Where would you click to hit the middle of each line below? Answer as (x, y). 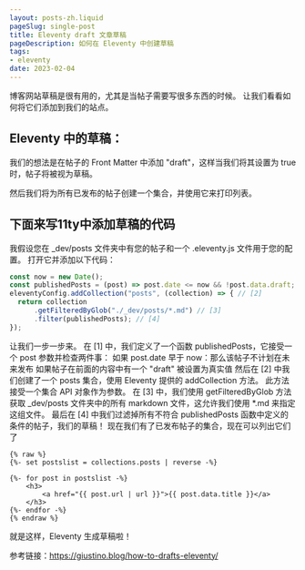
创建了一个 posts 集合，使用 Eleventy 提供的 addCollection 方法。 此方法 (153, 380)
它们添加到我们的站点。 (69, 107)
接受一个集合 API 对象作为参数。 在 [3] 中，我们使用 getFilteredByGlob (142, 392)
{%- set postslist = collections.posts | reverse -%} (114, 462)
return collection (53, 302)
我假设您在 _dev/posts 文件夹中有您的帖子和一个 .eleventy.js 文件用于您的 (147, 248)
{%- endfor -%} (38, 510)
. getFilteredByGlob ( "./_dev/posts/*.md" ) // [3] (127, 310)
